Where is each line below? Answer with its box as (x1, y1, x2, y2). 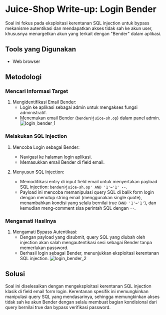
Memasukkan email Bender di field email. (19, 159, 105, 165)
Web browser (12, 58, 40, 64)
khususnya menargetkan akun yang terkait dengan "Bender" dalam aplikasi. (5, 30, 161, 36)
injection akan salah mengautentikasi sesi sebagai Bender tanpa (19, 240, 152, 246)
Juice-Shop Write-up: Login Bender (5, 3, 156, 15)
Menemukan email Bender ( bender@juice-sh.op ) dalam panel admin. (19, 115, 160, 121)
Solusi (5, 270, 25, 278)
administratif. (19, 110, 47, 116)
